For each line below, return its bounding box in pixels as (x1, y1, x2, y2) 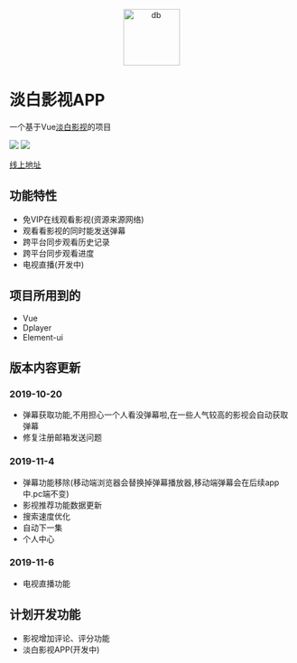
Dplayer (22, 322, 52, 333)
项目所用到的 (9, 288, 81, 303)
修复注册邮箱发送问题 (22, 432, 102, 443)
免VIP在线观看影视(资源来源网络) (22, 213, 144, 225)
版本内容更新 (9, 360, 81, 375)
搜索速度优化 (22, 510, 70, 521)
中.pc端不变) (22, 488, 70, 499)
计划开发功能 (9, 607, 81, 622)
